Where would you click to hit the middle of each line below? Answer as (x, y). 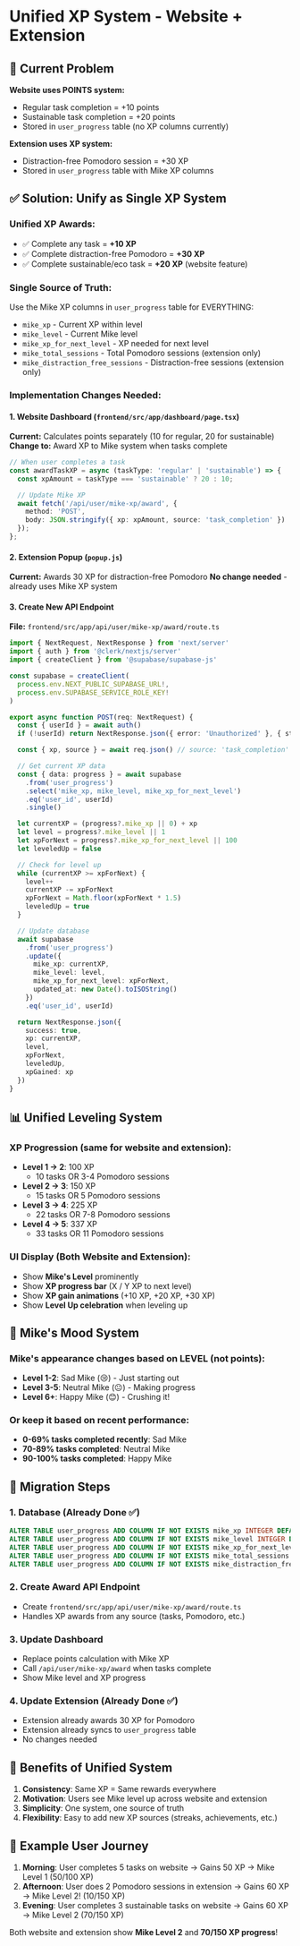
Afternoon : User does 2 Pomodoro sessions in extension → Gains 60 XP (156, 1887)
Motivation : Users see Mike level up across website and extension (145, 1799)
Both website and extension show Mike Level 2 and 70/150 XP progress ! (144, 1933)
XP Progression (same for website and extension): (121, 1148)
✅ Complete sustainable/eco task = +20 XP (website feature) (135, 264)
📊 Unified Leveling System (86, 1118)
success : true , (54, 1030)
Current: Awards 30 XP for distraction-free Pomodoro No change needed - (148, 577)
